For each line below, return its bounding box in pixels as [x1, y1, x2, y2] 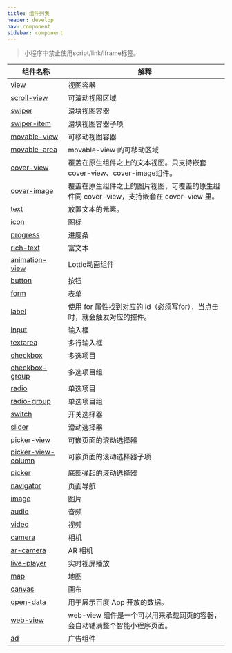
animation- [10, 255, 47, 265]
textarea [10, 338, 38, 348]
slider [10, 422, 29, 432]
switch [10, 410, 32, 419]
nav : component [7, 23, 51, 30]
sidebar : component [7, 29, 64, 37]
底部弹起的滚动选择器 [68, 468, 138, 478]
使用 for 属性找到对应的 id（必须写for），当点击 [68, 302, 219, 312]
